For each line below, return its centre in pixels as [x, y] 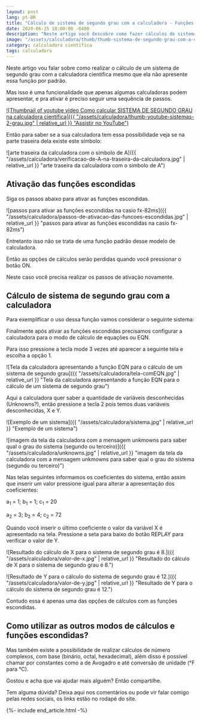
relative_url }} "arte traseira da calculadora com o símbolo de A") [86, 165]
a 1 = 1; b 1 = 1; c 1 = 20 [32, 503]
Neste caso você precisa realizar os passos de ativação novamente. [90, 277]
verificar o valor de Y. [33, 540]
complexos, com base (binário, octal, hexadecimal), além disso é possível [97, 656]
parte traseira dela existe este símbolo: [54, 141]
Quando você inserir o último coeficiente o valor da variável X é [84, 528]
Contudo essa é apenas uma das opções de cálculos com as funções [92, 601]
